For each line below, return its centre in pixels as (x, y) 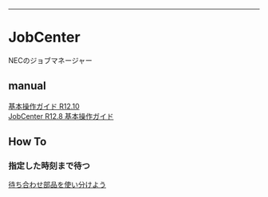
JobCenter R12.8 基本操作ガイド (61, 116)
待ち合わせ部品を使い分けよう (57, 185)
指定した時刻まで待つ (49, 166)
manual (27, 86)
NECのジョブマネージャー (51, 60)
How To (28, 142)
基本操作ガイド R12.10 (44, 106)
